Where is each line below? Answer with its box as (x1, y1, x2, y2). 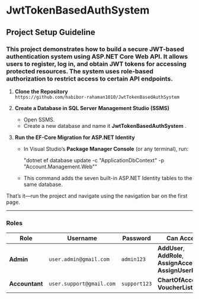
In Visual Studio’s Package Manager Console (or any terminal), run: (23, 145, 189, 152)
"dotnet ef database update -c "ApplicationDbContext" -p (23, 156, 165, 163)
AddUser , (158, 244, 185, 252)
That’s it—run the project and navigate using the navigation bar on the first (6, 192, 188, 199)
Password (122, 234, 151, 243)
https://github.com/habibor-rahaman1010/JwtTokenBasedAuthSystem (14, 94, 179, 100)
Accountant (9, 279, 43, 288)
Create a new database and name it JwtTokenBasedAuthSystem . (23, 122, 187, 129)
